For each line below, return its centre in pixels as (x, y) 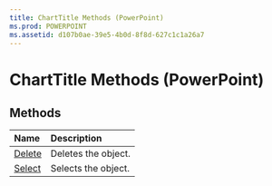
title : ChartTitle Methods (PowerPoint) (87, 18)
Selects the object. (90, 169)
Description (76, 139)
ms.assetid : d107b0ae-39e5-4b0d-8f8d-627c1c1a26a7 (107, 34)
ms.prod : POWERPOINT (49, 26)
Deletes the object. (91, 153)
